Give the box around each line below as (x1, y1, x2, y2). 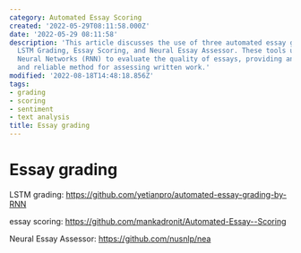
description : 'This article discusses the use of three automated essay (9, 38, 287, 47)
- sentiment (9, 105, 54, 114)
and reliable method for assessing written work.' (17, 63, 211, 72)
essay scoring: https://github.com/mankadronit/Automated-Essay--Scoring (9, 215, 287, 226)
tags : (9, 80, 30, 89)
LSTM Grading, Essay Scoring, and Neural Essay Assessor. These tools (17, 46, 287, 55)
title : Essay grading (9, 122, 90, 131)
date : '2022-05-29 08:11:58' (9, 30, 118, 38)
